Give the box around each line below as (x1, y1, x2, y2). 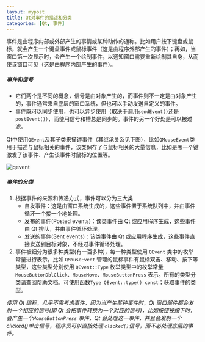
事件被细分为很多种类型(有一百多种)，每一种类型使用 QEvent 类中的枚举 (15, 248, 194, 255)
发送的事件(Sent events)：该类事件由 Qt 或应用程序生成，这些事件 (24, 233, 190, 240)
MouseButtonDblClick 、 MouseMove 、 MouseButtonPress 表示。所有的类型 (15, 271, 191, 278)
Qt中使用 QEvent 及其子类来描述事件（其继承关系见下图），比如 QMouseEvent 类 (6, 136, 195, 144)
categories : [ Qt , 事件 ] (6, 20, 65, 26)
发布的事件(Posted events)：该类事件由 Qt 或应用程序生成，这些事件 (24, 217, 196, 225)
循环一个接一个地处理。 (24, 210, 84, 217)
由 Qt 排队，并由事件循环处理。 (24, 225, 103, 233)
